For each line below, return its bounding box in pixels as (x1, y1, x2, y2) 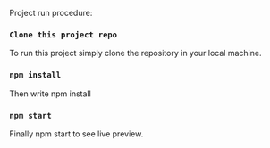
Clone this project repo (9, 29, 118, 39)
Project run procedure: (9, 8, 93, 18)
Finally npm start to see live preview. (9, 128, 144, 139)
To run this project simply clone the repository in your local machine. (9, 48, 262, 59)
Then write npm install (9, 88, 91, 99)
